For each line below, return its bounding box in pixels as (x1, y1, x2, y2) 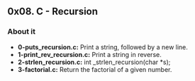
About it (7, 27, 36, 37)
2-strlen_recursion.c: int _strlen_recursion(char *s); (17, 58, 171, 66)
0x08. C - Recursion (7, 6, 98, 18)
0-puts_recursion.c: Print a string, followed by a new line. (17, 42, 188, 51)
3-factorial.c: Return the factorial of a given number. (17, 65, 172, 73)
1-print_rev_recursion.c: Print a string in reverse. (17, 50, 162, 58)
